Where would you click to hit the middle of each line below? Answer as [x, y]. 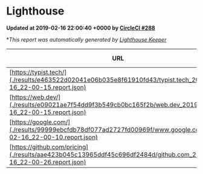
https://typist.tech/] [39, 72]
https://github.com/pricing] [50, 147]
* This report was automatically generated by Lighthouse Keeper [86, 39]
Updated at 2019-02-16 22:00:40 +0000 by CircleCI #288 [81, 28]
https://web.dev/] [36, 97]
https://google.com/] [41, 122]
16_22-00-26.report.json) [48, 162]
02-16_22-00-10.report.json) [54, 137]
